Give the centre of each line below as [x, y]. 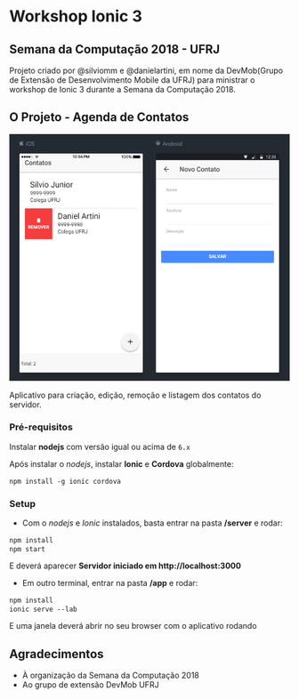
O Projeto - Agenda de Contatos [99, 117]
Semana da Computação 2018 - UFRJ [115, 49]
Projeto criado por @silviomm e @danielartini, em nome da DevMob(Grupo [146, 70]
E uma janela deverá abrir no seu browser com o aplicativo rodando [133, 626]
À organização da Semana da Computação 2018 [111, 675]
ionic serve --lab [43, 610]
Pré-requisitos [41, 427]
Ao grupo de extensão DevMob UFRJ [90, 684]
